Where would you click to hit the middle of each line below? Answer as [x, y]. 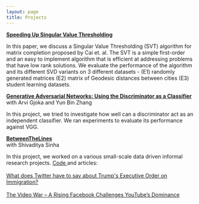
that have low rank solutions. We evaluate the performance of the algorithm [99, 65]
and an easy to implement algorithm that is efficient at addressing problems [99, 59]
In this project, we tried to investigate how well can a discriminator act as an [100, 114]
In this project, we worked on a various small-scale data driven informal [94, 156]
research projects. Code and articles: [52, 163]
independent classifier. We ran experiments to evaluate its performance [94, 120]
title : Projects [26, 17]
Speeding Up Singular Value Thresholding [59, 34]
